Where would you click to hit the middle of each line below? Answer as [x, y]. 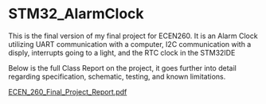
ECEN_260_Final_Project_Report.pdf [68, 91]
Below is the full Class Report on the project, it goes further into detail [122, 67]
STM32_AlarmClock [76, 14]
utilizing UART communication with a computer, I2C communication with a [130, 44]
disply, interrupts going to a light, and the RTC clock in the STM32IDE [122, 52]
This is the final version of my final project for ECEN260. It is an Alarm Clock [133, 36]
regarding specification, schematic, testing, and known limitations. [117, 76]
